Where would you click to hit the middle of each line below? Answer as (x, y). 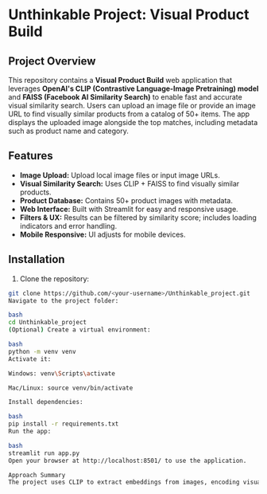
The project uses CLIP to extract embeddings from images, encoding (124, 482)
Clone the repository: (54, 278)
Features (31, 156)
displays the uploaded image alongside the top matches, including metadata (133, 122)
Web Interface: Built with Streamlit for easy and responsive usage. (129, 209)
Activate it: (30, 359)
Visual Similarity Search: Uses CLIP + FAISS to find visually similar (130, 183)
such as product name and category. (68, 131)
